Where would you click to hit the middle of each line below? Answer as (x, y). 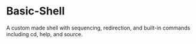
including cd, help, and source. (44, 34)
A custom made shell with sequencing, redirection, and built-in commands (98, 28)
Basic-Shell (35, 11)
